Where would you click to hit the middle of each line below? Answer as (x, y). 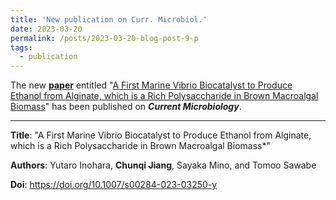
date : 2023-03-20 (46, 29)
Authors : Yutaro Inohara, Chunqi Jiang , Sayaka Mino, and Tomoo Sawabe (163, 165)
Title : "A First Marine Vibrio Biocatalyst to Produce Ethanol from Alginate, (161, 135)
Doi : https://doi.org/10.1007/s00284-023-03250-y (114, 185)
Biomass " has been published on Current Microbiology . (126, 107)
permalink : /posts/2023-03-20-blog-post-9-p (104, 38)
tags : (21, 47)
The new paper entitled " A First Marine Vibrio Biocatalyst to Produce (151, 85)
